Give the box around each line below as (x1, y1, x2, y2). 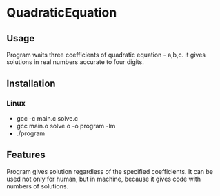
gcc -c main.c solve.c (16, 114, 79, 122)
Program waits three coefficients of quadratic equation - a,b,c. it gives (6, 50, 206, 59)
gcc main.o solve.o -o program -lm (16, 121, 116, 130)
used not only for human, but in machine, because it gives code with (6, 175, 201, 183)
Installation (6, 78, 56, 90)
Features (6, 149, 46, 161)
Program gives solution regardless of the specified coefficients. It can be (6, 167, 213, 175)
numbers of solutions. (6, 182, 69, 190)
